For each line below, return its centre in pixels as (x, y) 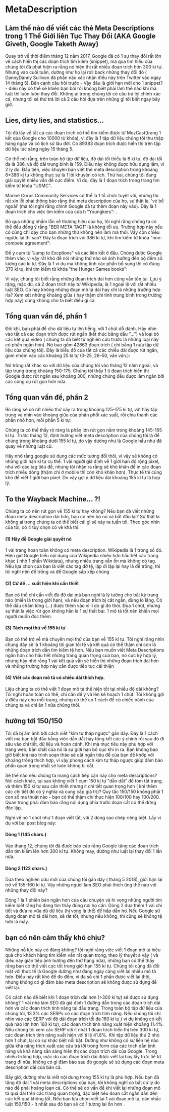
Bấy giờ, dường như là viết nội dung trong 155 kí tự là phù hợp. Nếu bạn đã (82, 1077)
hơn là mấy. (17, 922)
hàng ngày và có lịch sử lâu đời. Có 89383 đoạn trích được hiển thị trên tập (83, 144)
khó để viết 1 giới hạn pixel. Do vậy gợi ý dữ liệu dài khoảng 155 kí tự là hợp (83, 478)
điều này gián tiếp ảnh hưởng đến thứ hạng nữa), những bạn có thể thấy (80, 961)
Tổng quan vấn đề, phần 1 (46, 316)
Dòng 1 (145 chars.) (26, 835)
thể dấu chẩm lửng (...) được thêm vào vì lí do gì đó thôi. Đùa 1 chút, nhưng (83, 605)
